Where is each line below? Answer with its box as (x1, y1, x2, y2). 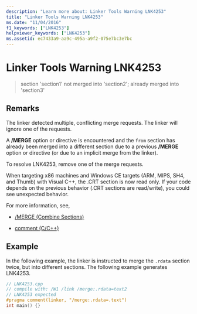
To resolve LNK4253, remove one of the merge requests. (6, 161, 144, 168)
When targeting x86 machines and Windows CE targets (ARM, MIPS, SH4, (6, 172, 185, 179)
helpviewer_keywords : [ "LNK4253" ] (6, 30, 91, 36)
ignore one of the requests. (6, 125, 72, 132)
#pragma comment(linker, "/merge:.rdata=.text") (6, 297, 127, 303)
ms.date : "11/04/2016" (6, 19, 62, 25)
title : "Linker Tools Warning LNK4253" (6, 14, 104, 20)
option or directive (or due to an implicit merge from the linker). (6, 149, 158, 156)
